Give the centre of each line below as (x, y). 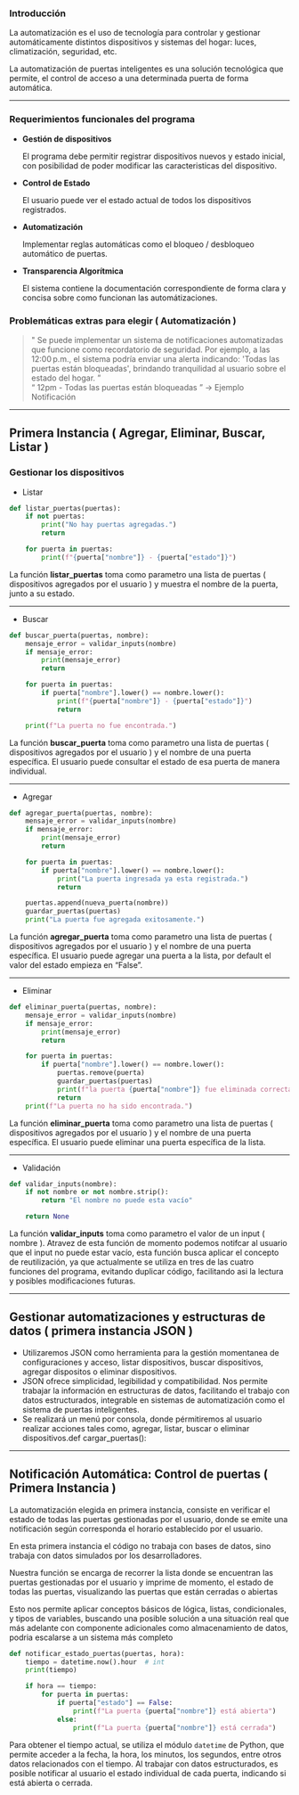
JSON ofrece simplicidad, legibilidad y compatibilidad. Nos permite (145, 1381)
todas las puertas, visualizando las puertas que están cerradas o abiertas (144, 1591)
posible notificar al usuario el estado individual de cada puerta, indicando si (148, 1773)
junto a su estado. (42, 593)
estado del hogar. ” (66, 378)
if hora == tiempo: (61, 1686)
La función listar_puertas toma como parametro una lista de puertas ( (138, 574)
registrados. (44, 209)
